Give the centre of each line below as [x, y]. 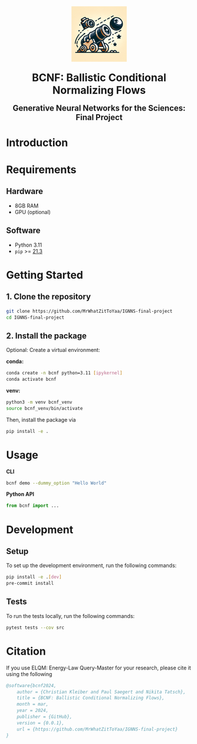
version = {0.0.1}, [41, 723]
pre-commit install [30, 583]
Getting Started [45, 275]
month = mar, [33, 704]
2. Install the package [47, 336]
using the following [29, 674]
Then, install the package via [41, 419]
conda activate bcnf [32, 379]
